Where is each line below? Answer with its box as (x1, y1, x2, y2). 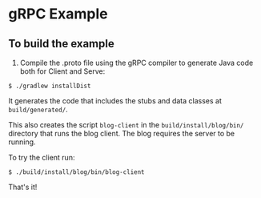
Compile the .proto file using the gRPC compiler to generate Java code (19, 58, 254, 67)
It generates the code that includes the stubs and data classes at (8, 96, 222, 105)
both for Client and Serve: (19, 67, 106, 76)
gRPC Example (8, 5, 108, 23)
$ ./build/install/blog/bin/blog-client (8, 168, 146, 176)
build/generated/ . (8, 105, 68, 114)
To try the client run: (8, 153, 75, 162)
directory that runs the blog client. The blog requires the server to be (8, 129, 235, 138)
